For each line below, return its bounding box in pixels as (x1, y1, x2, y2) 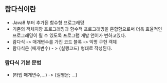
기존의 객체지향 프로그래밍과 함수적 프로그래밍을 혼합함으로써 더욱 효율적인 (12, 26, 162, 32)
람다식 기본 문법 (5, 59, 42, 66)
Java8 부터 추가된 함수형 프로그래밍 (12, 19, 84, 26)
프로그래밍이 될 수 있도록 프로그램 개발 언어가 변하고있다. (12, 32, 126, 38)
